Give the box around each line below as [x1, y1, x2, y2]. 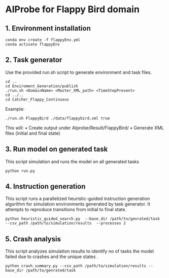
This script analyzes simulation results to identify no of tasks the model [5, 248, 154, 255]
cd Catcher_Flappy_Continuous [5, 97, 70, 102]
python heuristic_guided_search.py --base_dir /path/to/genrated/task [5, 216, 160, 221]
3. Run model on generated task [5, 145, 108, 154]
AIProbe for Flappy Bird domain [5, 4, 140, 15]
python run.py [5, 168, 36, 173]
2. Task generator [5, 56, 62, 64]
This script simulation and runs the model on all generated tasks [5, 158, 140, 164]
